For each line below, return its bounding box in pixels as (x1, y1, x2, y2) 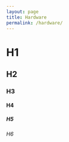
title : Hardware (6, 14, 47, 20)
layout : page (6, 8, 39, 15)
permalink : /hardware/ (6, 20, 63, 26)
